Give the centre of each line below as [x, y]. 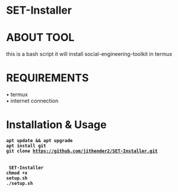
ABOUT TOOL [40, 38]
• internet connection [32, 101]
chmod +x [17, 173]
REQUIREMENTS [47, 78]
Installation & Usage [56, 125]
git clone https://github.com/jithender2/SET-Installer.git [82, 151]
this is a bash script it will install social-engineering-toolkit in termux [89, 54]
